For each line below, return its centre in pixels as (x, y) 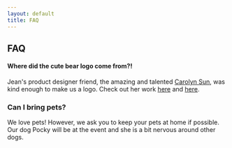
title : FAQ (23, 20)
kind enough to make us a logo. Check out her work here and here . (104, 89)
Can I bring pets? (37, 108)
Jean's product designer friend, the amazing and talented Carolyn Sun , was (116, 82)
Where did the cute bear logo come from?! (70, 66)
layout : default (31, 14)
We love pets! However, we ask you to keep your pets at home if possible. (114, 122)
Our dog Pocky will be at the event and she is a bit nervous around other (111, 130)
